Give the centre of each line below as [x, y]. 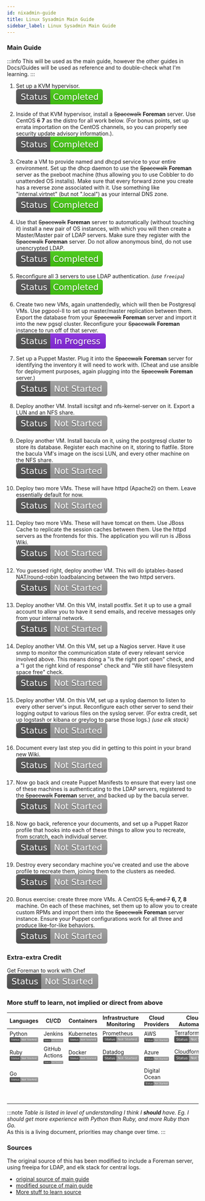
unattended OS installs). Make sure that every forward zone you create [105, 181]
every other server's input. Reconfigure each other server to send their [105, 706]
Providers [157, 1024]
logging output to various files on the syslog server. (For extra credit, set [106, 713]
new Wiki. [28, 754]
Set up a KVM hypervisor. [48, 86]
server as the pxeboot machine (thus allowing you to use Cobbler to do [105, 174]
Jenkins [53, 1034]
